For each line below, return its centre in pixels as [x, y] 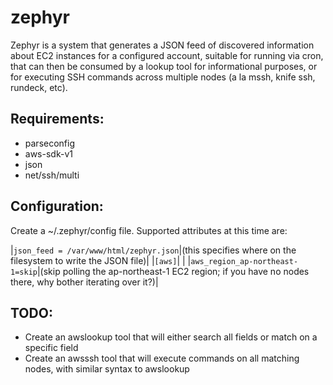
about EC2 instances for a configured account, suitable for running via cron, [167, 55]
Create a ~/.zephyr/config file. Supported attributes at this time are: [149, 230]
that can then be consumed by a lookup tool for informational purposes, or [164, 66]
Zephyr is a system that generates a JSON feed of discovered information [162, 45]
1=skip [24, 272]
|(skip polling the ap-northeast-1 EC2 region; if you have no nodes [173, 271]
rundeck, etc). [39, 87]
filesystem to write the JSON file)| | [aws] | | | [101, 260]
